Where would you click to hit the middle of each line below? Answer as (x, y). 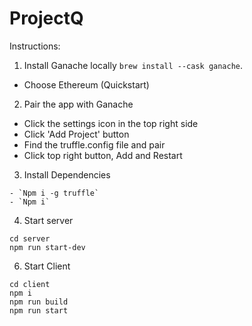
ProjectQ (46, 18)
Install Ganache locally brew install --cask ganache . (133, 65)
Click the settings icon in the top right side (111, 123)
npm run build (39, 302)
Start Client (47, 266)
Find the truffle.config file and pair (94, 144)
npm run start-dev (47, 247)
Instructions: (35, 46)
